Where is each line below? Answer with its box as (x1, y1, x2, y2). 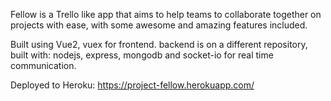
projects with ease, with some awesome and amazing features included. (10, 19, 308, 31)
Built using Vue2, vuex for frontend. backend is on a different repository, (10, 39, 308, 50)
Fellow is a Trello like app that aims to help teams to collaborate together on (10, 9, 322, 20)
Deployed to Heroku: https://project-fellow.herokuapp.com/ (10, 79, 255, 91)
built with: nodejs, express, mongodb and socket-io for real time (10, 49, 274, 61)
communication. (10, 60, 77, 71)
